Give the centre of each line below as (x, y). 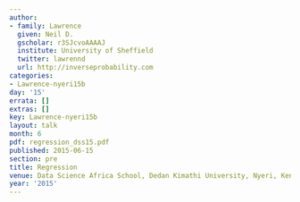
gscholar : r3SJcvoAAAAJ (61, 42)
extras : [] (29, 109)
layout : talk (33, 126)
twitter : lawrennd (52, 59)
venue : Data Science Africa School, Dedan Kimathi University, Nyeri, (143, 175)
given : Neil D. (46, 34)
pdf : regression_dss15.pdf (59, 142)
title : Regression (43, 167)
